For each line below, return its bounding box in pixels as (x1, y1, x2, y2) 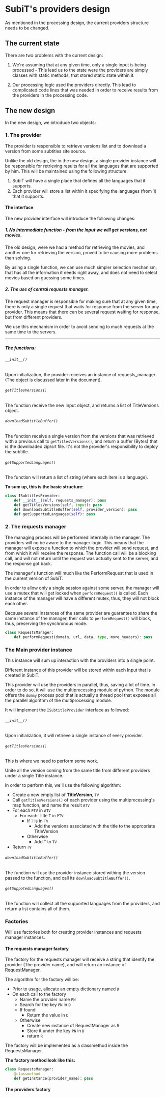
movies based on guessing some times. (5, 275, 85, 281)
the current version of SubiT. (5, 575, 63, 581)
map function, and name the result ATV (12, 802, 90, 808)
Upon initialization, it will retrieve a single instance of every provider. (5, 733, 143, 739)
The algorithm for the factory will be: (5, 977, 80, 982)
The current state (5, 39, 60, 48)
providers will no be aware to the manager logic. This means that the (5, 539, 144, 545)
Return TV (12, 844, 32, 850)
